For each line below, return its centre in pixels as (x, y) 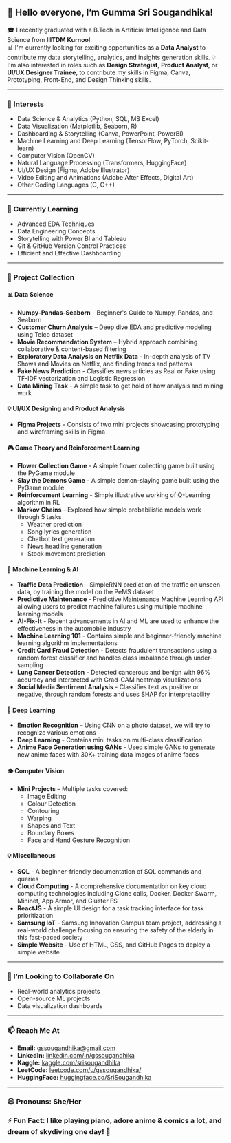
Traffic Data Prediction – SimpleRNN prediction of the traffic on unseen (119, 585)
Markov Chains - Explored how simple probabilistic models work (109, 510)
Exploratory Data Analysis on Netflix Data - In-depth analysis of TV (114, 356)
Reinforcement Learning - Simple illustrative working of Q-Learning (114, 495)
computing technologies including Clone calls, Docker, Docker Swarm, (117, 893)
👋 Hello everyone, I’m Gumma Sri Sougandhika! (110, 13)
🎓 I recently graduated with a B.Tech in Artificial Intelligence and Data (107, 30)
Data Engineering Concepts (56, 231)
